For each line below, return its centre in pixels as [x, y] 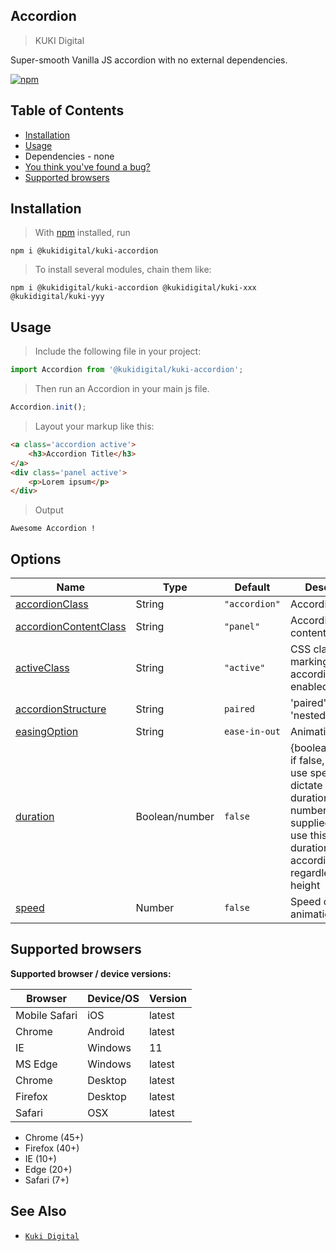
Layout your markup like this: [94, 426]
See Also [38, 1211]
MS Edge [36, 1064]
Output [49, 510]
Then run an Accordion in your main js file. [122, 389]
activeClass [42, 668]
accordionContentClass [71, 627]
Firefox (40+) [52, 1148]
